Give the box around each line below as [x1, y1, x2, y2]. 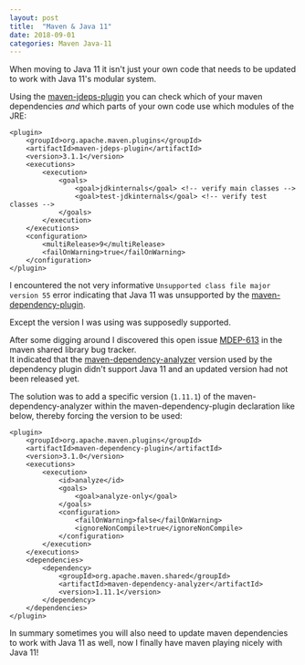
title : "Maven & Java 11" [9, 22, 112, 31]
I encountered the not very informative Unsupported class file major [9, 280, 271, 291]
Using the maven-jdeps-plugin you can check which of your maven [9, 91, 263, 102]
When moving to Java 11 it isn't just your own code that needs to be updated [9, 64, 297, 75]
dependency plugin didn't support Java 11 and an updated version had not [9, 364, 289, 375]
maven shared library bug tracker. [9, 344, 137, 356]
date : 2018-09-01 [9, 30, 76, 39]
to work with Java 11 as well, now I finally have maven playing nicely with [9, 638, 283, 649]
